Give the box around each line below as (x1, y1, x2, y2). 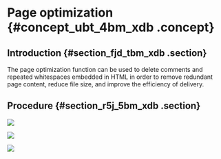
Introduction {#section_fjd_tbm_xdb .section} (7, 47, 207, 59)
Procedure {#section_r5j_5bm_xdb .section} (7, 100, 201, 112)
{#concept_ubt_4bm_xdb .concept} (7, 19, 215, 35)
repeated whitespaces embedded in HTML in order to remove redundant (7, 73, 213, 81)
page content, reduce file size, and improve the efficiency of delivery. (7, 80, 204, 88)
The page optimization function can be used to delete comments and (7, 66, 203, 73)
